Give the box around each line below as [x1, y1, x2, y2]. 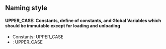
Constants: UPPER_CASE [12, 34, 64, 40]
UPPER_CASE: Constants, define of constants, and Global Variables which [5, 17, 162, 24]
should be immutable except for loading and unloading [5, 23, 120, 28]
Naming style [5, 4, 48, 12]
